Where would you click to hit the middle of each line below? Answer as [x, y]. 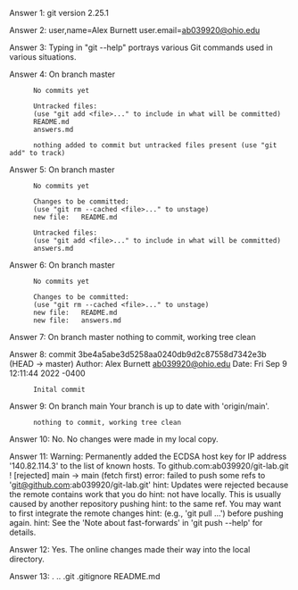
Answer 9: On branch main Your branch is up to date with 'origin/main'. [140, 406]
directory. [27, 559]
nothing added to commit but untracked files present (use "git [155, 145]
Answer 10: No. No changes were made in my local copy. [114, 439]
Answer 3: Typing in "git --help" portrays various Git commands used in [141, 47]
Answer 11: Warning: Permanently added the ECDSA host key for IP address [148, 456]
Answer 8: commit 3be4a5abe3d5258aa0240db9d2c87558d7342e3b [138, 354]
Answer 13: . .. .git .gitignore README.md [85, 576]
